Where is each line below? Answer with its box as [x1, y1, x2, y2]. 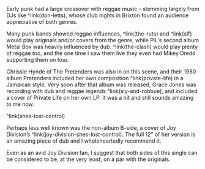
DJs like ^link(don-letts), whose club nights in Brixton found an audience [6, 12, 189, 19]
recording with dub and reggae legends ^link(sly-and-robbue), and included [6, 88, 198, 94]
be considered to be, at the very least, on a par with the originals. [6, 156, 171, 163]
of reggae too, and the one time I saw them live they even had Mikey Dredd [6, 50, 196, 57]
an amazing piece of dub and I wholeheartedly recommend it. [6, 137, 162, 145]
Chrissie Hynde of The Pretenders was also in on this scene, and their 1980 [6, 68, 196, 75]
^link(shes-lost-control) [6, 113, 65, 119]
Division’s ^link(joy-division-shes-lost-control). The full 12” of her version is [6, 131, 196, 138]
